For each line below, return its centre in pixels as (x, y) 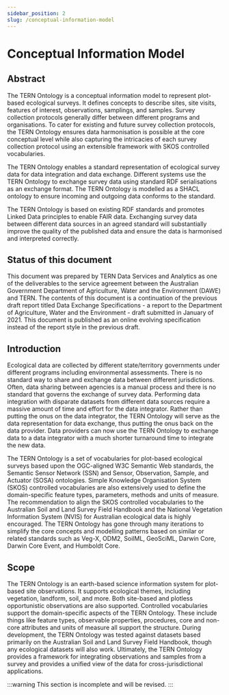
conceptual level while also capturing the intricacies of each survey (102, 139)
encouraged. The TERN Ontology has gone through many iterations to (105, 524)
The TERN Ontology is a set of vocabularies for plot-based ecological (105, 459)
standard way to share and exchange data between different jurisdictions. (111, 380)
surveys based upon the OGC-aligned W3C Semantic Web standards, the (110, 466)
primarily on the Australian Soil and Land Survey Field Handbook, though (109, 642)
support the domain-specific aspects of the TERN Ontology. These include (112, 613)
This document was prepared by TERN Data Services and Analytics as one (112, 276)
